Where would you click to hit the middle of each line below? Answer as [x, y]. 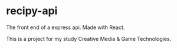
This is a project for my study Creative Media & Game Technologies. [89, 39]
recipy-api [32, 11]
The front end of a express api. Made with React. [65, 27]
